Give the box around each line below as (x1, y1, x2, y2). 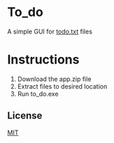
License (7, 110, 43, 122)
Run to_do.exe (17, 89, 59, 98)
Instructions (7, 52, 80, 68)
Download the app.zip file (17, 75, 92, 83)
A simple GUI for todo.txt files (7, 27, 93, 36)
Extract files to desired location (17, 82, 108, 91)
